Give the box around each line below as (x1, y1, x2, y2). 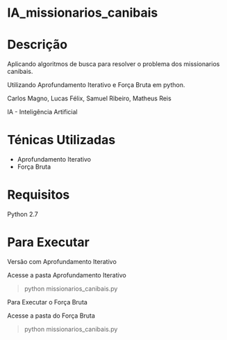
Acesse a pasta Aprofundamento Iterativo (7, 270, 126, 279)
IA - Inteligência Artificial (7, 108, 78, 116)
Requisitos (7, 187, 70, 203)
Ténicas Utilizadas (7, 132, 116, 148)
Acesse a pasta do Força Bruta (7, 311, 96, 320)
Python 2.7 (7, 210, 38, 218)
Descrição (7, 37, 68, 53)
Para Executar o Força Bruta (7, 297, 88, 306)
